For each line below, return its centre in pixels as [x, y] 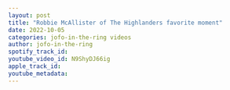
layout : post [29, 15]
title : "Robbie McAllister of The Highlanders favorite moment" [115, 23]
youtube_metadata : [38, 74]
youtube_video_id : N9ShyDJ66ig [59, 59]
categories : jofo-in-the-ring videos [70, 37]
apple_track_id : [35, 67]
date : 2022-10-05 [37, 30]
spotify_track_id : [38, 52]
